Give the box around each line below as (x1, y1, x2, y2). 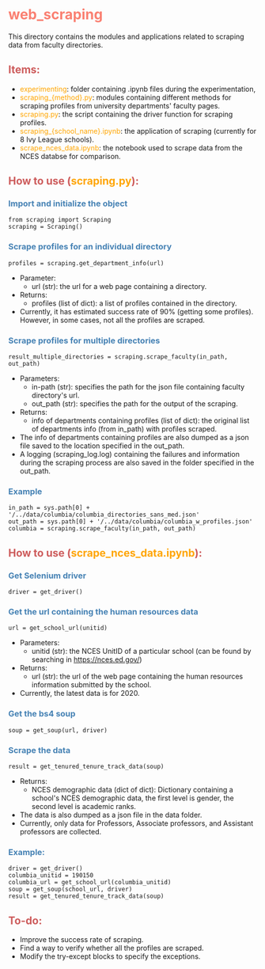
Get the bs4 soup (8, 709, 76, 720)
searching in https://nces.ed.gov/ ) (31, 655, 142, 664)
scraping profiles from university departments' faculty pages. (19, 101, 220, 110)
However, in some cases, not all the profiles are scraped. (19, 315, 206, 325)
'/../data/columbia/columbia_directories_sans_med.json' (8, 511, 200, 519)
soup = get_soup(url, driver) (8, 726, 108, 734)
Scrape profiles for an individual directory (8, 241, 172, 253)
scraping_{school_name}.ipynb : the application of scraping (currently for (19, 126, 257, 135)
